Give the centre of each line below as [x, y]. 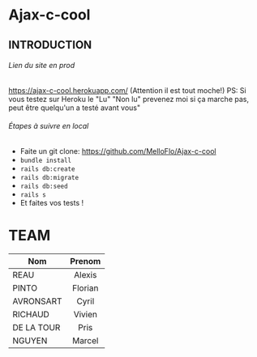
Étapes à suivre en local [49, 126]
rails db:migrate [49, 177]
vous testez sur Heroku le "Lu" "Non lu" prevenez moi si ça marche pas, [129, 99]
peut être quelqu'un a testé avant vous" [74, 108]
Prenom [86, 261]
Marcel [85, 340]
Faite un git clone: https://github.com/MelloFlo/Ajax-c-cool [118, 151]
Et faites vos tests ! [51, 202]
